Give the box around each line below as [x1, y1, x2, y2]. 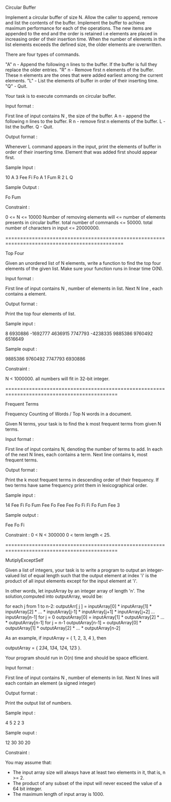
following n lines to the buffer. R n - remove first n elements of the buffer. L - [5, 118, 166, 124]
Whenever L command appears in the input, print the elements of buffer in [5, 143, 162, 150]
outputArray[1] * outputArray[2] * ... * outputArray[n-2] [5, 625, 121, 631]
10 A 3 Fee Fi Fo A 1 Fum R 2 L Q [5, 174, 73, 180]
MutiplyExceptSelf [5, 557, 44, 563]
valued [5, 573, 20, 578]
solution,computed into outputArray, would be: [5, 594, 103, 599]
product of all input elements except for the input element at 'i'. [5, 578, 138, 584]
